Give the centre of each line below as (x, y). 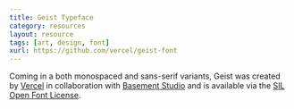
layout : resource (42, 34)
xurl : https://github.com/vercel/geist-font (93, 51)
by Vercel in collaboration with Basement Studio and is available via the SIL (147, 86)
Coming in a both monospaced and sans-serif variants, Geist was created (145, 76)
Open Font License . (45, 96)
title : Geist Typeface (51, 17)
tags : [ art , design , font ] (59, 42)
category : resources (48, 26)
